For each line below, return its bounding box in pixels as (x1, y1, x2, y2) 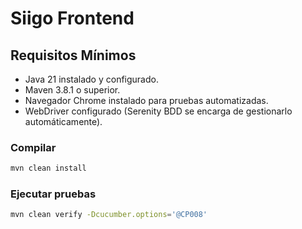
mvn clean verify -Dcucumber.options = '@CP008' (10, 210, 208, 220)
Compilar (10, 140, 57, 154)
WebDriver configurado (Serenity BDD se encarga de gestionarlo (24, 105, 293, 117)
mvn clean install (10, 163, 87, 174)
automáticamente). (24, 116, 103, 127)
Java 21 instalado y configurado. (24, 73, 159, 85)
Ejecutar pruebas (10, 187, 97, 201)
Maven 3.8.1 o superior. (24, 84, 121, 96)
